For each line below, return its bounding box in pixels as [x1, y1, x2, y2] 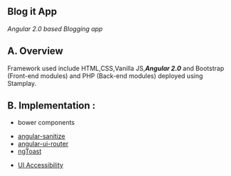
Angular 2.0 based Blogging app [7, 24, 103, 33]
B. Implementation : [7, 99, 96, 112]
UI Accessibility [17, 161, 64, 170]
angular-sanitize [17, 132, 65, 141]
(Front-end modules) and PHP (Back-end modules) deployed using [7, 71, 203, 80]
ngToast [17, 147, 42, 155]
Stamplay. [7, 79, 37, 87]
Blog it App [7, 6, 58, 18]
